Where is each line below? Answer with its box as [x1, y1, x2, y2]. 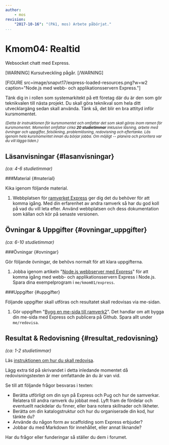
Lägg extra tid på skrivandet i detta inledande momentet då [5, 367, 128, 373]
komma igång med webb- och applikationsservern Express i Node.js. [12, 274, 156, 280]
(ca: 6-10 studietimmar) [5, 239, 54, 245]
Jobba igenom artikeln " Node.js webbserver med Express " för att [12, 269, 149, 275]
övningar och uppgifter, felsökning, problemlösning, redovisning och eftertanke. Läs [5, 129, 151, 135]
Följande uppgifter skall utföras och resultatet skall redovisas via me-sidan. [5, 299, 161, 305]
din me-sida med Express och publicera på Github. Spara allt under [12, 314, 153, 320]
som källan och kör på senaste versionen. [12, 211, 99, 217]
